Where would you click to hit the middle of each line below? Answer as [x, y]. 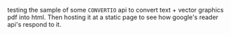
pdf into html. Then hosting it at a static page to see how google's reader [113, 17]
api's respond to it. [35, 24]
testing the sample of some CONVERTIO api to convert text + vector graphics [115, 10]
